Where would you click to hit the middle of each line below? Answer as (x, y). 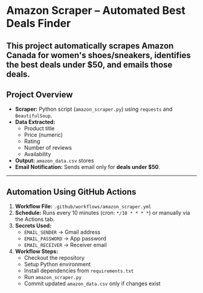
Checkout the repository (54, 258)
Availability (37, 154)
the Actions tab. (35, 219)
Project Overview (40, 94)
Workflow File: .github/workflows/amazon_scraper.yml (83, 206)
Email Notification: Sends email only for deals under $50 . (88, 167)
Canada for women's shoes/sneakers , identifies (99, 55)
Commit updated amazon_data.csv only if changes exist (92, 284)
